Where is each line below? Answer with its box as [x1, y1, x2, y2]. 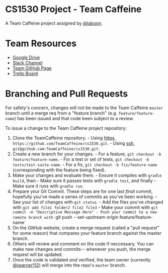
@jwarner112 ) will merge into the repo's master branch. [12, 262, 126, 268]
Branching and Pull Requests [5, 88, 128, 100]
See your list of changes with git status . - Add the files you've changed [12, 199, 163, 205]
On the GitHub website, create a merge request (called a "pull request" [12, 225, 159, 231]
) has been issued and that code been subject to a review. [14, 115, 134, 121]
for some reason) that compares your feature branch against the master [12, 230, 162, 236]
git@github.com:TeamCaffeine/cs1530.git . [12, 145, 100, 151]
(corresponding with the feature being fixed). [12, 167, 106, 173]
